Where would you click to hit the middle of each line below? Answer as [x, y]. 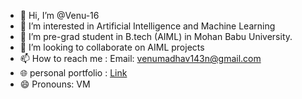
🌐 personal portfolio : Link [73, 73]
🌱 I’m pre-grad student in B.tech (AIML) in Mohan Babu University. [156, 36]
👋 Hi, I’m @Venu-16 [59, 15]
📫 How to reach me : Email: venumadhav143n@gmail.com [140, 58]
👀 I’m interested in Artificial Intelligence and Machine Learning [147, 26]
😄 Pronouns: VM [55, 84]
